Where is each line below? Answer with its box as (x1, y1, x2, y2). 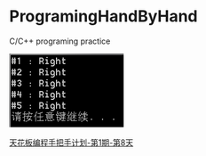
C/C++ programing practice (9, 36, 111, 46)
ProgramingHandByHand (9, 6, 198, 27)
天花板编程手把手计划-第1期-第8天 (9, 136, 134, 148)
